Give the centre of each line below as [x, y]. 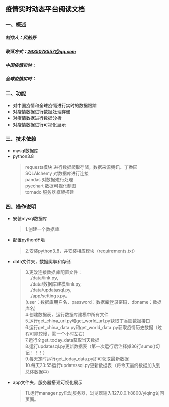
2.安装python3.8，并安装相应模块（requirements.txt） [81, 251]
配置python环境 [29, 240]
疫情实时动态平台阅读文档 [45, 9]
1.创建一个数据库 [42, 229]
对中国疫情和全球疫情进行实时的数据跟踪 [54, 105]
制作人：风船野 [21, 37]
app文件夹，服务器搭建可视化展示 [47, 382]
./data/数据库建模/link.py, [56, 284]
